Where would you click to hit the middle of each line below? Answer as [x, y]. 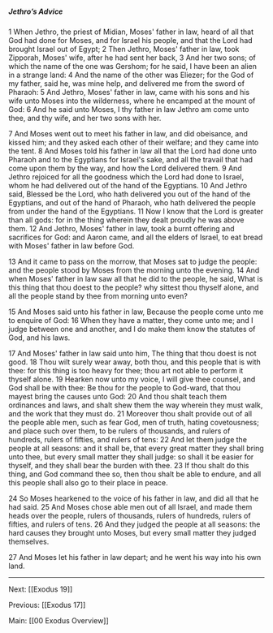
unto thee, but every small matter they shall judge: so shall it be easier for [131, 456]
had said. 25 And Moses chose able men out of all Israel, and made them [130, 506]
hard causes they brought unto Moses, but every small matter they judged [132, 532]
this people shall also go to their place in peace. [88, 482]
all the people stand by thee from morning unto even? [98, 295]
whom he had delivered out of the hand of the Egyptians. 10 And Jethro [128, 185]
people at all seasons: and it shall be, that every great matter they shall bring [136, 448]
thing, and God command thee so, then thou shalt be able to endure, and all [135, 474]
